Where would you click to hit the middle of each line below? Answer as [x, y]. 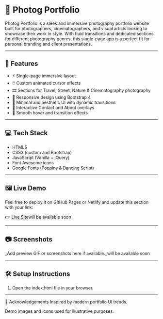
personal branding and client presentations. [49, 44]
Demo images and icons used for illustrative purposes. [59, 311]
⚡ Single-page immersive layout [44, 76]
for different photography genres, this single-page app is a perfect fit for [77, 39]
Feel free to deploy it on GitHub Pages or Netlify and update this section [77, 202]
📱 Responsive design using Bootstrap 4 [51, 97]
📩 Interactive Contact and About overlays [53, 107]
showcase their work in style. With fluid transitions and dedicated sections [79, 33]
